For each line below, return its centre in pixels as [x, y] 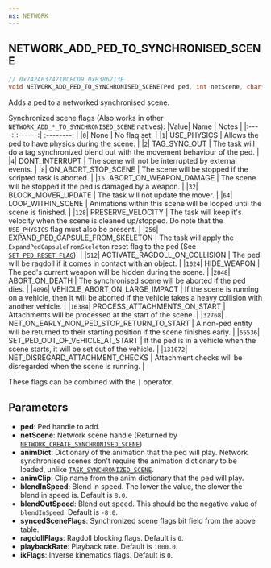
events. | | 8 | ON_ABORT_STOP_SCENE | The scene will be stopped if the [128, 169]
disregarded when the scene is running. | [77, 367]
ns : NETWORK [28, 16]
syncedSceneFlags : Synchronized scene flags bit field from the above [138, 521]
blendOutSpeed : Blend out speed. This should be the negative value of [139, 504]
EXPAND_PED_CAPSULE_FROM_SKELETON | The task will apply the [121, 238]
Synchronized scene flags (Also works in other [86, 118]
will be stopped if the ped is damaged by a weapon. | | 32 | [104, 187]
